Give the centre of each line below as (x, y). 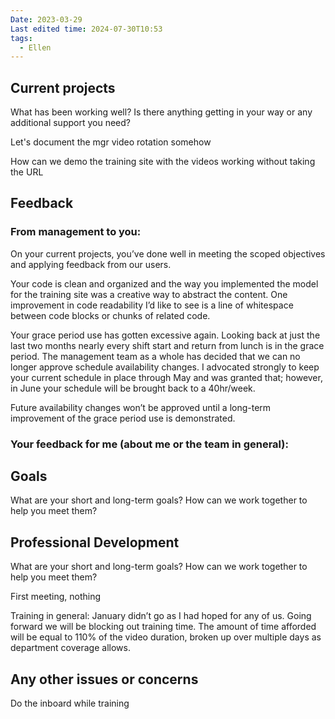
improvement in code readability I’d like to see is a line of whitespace (152, 305)
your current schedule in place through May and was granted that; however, (166, 377)
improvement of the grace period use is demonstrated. (123, 418)
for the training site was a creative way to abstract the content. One (149, 294)
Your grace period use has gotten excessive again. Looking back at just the (165, 335)
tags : (21, 38)
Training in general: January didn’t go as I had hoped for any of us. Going (161, 616)
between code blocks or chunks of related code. (110, 315)
